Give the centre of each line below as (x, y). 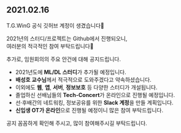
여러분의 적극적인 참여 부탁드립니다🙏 (50, 46)
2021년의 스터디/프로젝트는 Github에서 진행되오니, (67, 38)
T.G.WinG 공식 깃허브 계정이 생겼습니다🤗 (55, 25)
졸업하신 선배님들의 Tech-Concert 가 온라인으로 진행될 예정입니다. (95, 95)
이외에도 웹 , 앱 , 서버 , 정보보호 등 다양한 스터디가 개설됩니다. (86, 87)
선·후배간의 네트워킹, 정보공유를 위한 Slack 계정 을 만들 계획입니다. (94, 102)
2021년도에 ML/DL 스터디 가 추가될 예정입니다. (71, 72)
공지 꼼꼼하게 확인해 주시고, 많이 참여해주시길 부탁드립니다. (77, 123)
